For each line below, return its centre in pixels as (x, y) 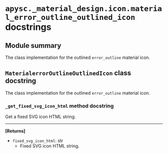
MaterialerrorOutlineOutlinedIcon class (68, 73)
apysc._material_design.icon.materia (84, 9)
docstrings (28, 27)
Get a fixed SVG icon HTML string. (40, 117)
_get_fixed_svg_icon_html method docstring (59, 106)
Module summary (33, 46)
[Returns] (15, 131)
